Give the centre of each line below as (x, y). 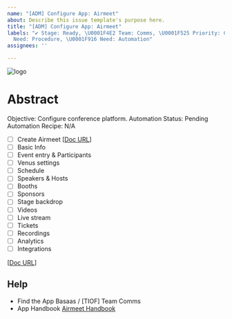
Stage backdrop (40, 202)
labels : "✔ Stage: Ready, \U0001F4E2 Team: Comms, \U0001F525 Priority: (114, 33)
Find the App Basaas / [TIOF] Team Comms (79, 301)
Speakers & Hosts (42, 179)
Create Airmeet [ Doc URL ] (54, 139)
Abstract (33, 99)
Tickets (28, 225)
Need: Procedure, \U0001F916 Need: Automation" (83, 39)
